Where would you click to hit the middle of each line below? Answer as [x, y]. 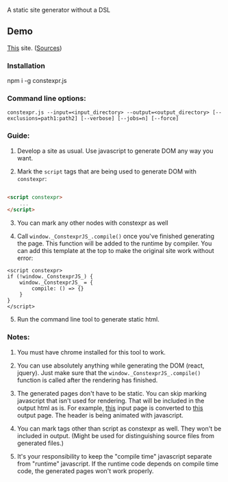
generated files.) [40, 443]
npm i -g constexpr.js [37, 81]
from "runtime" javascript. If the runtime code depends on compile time [118, 463]
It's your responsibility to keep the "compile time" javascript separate [114, 456]
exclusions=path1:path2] [42, 119]
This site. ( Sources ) [35, 48]
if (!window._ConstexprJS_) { [50, 277]
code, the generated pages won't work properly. [85, 471]
